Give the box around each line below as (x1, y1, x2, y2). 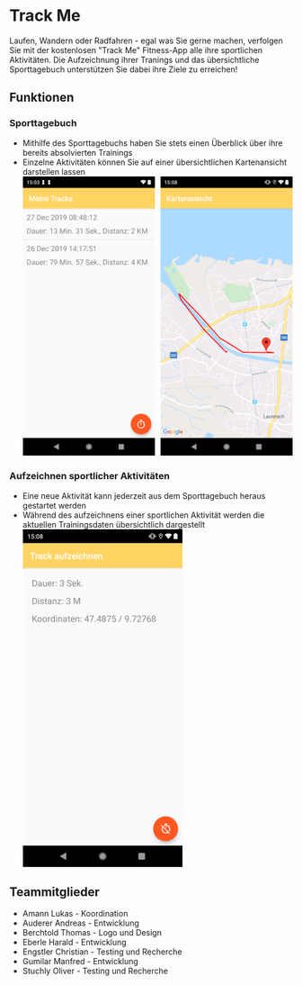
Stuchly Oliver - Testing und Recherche (22, 965, 169, 977)
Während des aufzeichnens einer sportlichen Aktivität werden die (22, 510, 265, 520)
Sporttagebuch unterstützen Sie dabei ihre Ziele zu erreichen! (9, 64, 238, 75)
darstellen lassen (22, 166, 86, 176)
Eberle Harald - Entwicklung (22, 937, 128, 948)
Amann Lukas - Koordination (22, 908, 129, 919)
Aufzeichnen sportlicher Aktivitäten (9, 470, 171, 483)
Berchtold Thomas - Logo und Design (22, 927, 162, 938)
